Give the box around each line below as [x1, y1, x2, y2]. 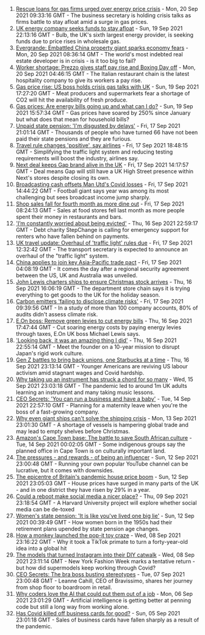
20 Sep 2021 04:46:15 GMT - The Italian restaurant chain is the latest [15, 70, 190, 77]
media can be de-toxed [15, 506, 75, 513]
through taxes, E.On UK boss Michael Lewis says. [15, 330, 140, 337]
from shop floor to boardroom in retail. [15, 584, 112, 591]
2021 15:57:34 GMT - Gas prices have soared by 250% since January [15, 110, 191, 116]
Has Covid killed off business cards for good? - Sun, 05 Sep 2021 [15, 610, 181, 617]
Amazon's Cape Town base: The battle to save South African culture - [15, 434, 192, 441]
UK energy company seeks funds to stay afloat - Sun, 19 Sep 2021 [15, 24, 183, 32]
